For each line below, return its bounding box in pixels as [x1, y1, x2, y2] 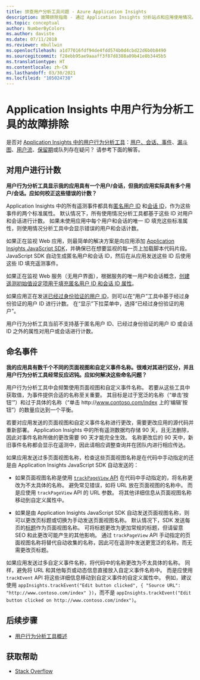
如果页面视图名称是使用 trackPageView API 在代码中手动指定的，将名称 [14, 474, 188, 481]
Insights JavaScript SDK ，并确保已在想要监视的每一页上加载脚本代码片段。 [6, 245, 190, 252]
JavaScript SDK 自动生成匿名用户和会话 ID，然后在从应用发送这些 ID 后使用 [6, 252, 192, 259]
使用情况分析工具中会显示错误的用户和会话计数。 [21, 224, 142, 231]
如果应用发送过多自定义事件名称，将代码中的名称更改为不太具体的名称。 [6, 559, 183, 566]
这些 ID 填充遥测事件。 [6, 259, 61, 267]
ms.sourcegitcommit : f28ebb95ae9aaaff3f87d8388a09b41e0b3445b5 [6, 53, 167, 59]
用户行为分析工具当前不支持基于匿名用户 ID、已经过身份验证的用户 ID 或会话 [6, 320, 193, 327]
